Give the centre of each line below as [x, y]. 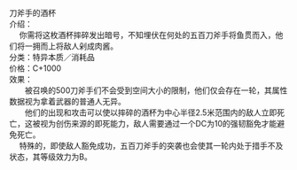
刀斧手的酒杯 [32, 13]
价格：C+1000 [35, 68]
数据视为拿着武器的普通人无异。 [67, 101]
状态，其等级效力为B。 [51, 157]
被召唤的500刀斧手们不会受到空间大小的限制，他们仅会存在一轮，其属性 [156, 90]
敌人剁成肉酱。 [90, 46]
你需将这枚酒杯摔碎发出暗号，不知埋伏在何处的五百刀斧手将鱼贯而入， [147, 35]
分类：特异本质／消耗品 [52, 57]
